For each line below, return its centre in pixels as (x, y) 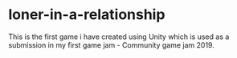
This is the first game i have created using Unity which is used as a (119, 37)
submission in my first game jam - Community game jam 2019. (111, 44)
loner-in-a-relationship (87, 15)
